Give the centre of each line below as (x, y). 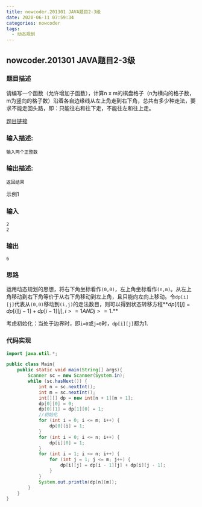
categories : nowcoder (33, 23)
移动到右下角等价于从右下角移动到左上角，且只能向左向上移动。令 (93, 297)
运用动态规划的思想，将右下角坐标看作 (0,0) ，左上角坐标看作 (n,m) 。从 (94, 289)
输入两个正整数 (22, 152)
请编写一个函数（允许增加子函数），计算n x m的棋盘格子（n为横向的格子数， (100, 93)
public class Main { (31, 364)
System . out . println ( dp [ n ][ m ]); (78, 482)
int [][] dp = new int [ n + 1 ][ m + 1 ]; (86, 398)
